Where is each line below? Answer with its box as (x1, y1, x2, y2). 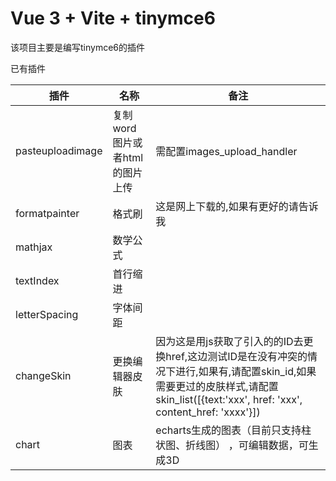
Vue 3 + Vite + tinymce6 (10, 7, 216, 30)
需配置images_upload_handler (155, 144, 298, 158)
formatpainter (15, 206, 80, 220)
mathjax (15, 240, 53, 254)
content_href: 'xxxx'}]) (155, 405, 261, 419)
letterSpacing (15, 307, 79, 321)
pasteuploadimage (15, 143, 103, 157)
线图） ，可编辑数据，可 (195, 438, 309, 452)
